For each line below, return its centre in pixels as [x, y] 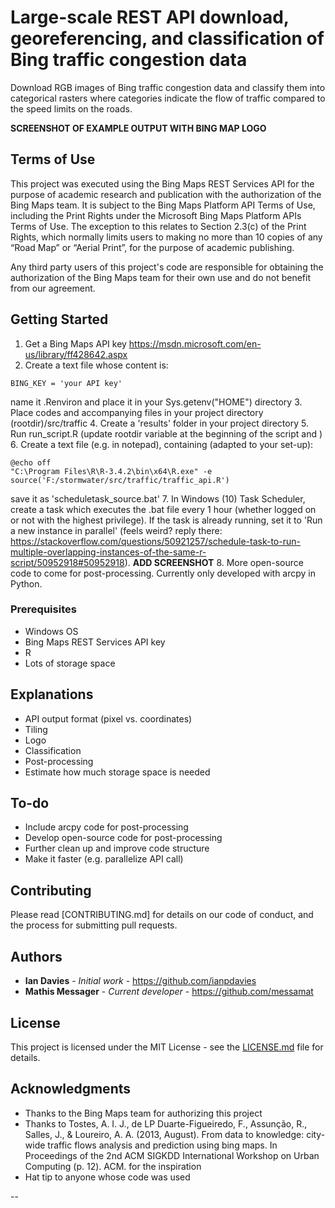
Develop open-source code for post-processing [123, 838]
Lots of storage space [70, 663]
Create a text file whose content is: [96, 365]
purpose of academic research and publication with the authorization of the [166, 194]
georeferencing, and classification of [167, 38]
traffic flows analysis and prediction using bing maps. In [162, 1145]
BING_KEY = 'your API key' [66, 383]
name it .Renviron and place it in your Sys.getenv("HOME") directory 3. [156, 402]
